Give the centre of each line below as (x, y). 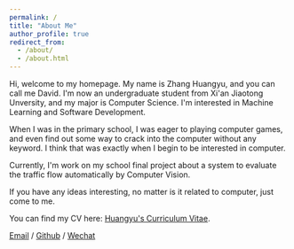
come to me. (32, 201)
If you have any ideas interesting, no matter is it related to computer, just (141, 192)
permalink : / (33, 17)
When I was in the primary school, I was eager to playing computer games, (146, 129)
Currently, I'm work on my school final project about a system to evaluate (143, 165)
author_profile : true (49, 34)
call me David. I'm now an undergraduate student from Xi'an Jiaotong (136, 93)
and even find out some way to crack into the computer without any (133, 139)
